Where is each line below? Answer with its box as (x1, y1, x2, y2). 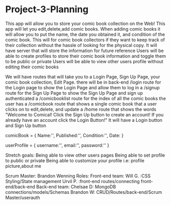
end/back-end (5, 184, 36, 190)
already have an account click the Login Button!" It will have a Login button (5, 117, 162, 123)
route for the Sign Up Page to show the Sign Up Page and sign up (5, 90, 143, 96)
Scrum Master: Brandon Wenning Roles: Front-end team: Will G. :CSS (5, 172, 151, 179)
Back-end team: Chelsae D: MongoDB (36, 184, 116, 190)
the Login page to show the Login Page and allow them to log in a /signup (5, 84, 160, 90)
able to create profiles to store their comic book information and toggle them (5, 53, 166, 59)
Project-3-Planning (5, 4, 89, 15)
